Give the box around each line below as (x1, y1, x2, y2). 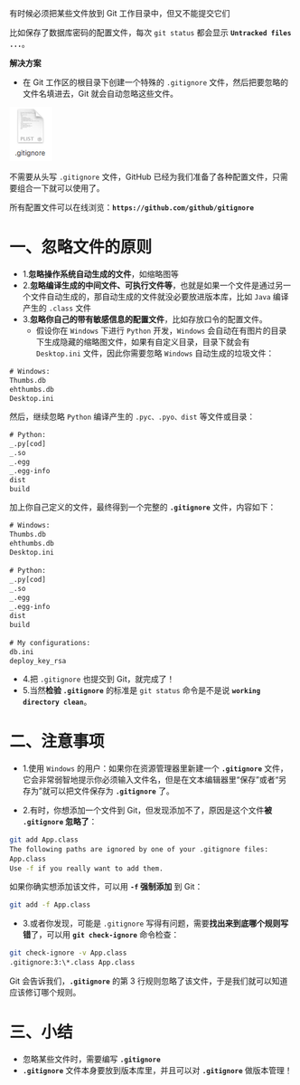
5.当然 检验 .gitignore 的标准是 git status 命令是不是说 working (22, 684, 261, 695)
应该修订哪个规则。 (9, 987, 81, 997)
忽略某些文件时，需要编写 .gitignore (22, 1053, 161, 1064)
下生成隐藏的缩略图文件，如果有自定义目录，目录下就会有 (35, 336, 250, 347)
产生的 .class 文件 (22, 302, 92, 313)
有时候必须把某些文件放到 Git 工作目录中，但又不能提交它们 (9, 8, 230, 18)
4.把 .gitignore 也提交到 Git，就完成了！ (22, 673, 175, 684)
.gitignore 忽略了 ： (22, 815, 98, 826)
